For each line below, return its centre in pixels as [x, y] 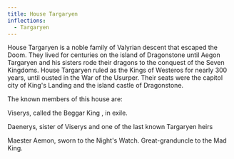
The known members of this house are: [65, 99]
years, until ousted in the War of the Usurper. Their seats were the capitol [115, 78]
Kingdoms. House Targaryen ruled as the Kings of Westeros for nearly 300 [117, 70]
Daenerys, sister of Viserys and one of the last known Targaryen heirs [110, 127]
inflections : [27, 21]
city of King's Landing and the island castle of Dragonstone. [96, 86]
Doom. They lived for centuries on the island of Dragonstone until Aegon [114, 55]
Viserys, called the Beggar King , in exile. [68, 113]
